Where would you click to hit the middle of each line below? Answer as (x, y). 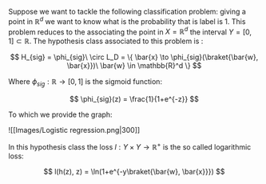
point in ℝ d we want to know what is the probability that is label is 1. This (127, 21)
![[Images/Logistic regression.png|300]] (74, 130)
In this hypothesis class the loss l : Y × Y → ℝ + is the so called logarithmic (130, 146)
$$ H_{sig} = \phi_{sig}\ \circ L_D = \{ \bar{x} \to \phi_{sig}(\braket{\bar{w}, (134, 57)
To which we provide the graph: (61, 114)
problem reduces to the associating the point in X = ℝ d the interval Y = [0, (130, 31)
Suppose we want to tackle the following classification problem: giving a (127, 12)
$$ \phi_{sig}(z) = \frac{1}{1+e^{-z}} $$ (134, 99)
